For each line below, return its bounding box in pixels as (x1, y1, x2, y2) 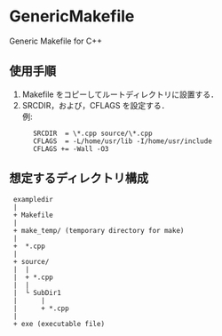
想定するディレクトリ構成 (9, 171, 149, 186)
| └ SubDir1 (12, 288, 62, 297)
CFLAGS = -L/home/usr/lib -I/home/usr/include (32, 136, 213, 146)
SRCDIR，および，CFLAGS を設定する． (21, 100, 170, 110)
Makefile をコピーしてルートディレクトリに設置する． (21, 89, 219, 100)
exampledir (12, 195, 53, 204)
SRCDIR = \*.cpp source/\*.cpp (32, 129, 153, 138)
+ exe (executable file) (12, 319, 105, 328)
